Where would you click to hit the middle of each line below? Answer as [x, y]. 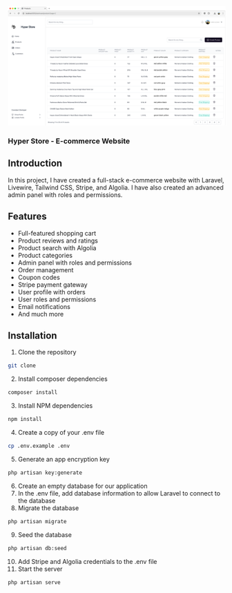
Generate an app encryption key [64, 459]
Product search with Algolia [57, 247]
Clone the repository [47, 352]
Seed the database [45, 534]
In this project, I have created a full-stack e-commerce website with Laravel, [116, 180]
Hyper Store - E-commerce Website [69, 141]
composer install [33, 393]
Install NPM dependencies [55, 406]
